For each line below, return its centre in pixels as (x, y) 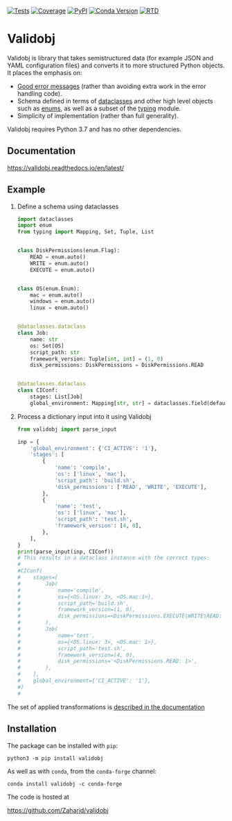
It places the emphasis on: (45, 72)
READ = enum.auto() (58, 257)
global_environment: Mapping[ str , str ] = (90, 403)
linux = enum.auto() (60, 308)
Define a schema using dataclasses (68, 206)
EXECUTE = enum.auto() (63, 270)
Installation (32, 729)
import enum (34, 226)
